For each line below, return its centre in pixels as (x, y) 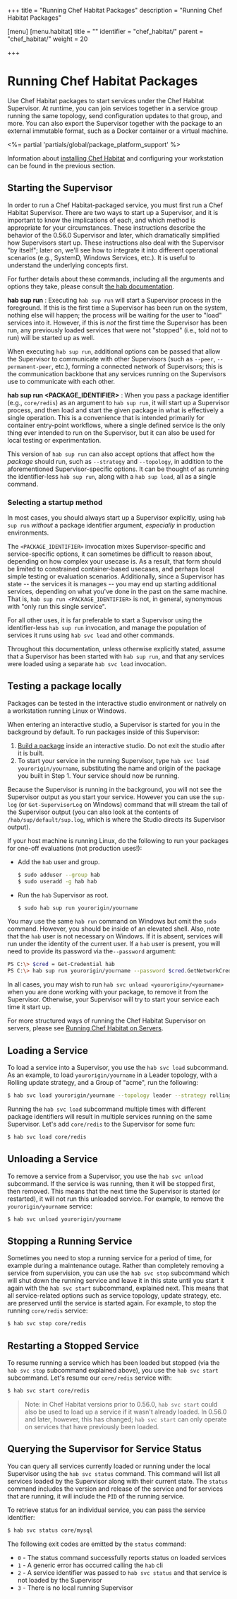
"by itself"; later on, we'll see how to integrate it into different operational (113, 250)
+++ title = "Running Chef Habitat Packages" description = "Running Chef (115, 10)
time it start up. (29, 1007)
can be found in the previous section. (61, 165)
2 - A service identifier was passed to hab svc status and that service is (122, 1572)
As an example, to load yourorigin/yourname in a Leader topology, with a (113, 1075)
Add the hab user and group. (59, 861)
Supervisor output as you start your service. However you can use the (109, 797)
